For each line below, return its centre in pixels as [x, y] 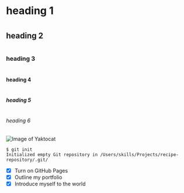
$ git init [19, 149]
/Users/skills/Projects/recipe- [140, 154]
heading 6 [18, 120]
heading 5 [19, 100]
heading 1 [30, 11]
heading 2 [25, 36]
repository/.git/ [27, 160]
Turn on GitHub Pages [41, 170]
